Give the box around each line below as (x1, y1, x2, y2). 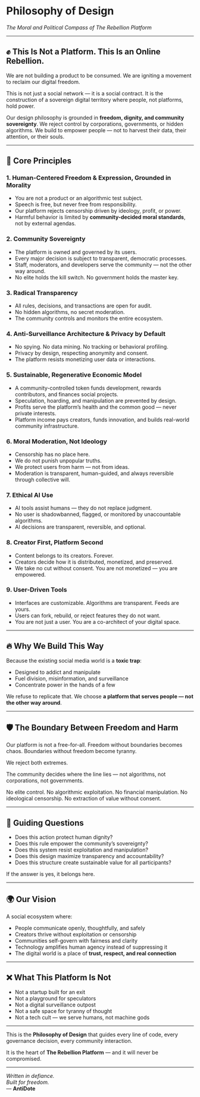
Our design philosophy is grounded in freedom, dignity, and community (6, 114, 185, 121)
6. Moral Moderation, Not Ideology (6, 437, 107, 445)
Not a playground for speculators (14, 995, 96, 1002)
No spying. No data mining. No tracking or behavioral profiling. (14, 343, 168, 350)
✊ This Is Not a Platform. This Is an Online (6, 46, 161, 57)
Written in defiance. (6, 1072, 55, 1079)
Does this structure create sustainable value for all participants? (14, 859, 171, 866)
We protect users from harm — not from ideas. (14, 463, 130, 470)
